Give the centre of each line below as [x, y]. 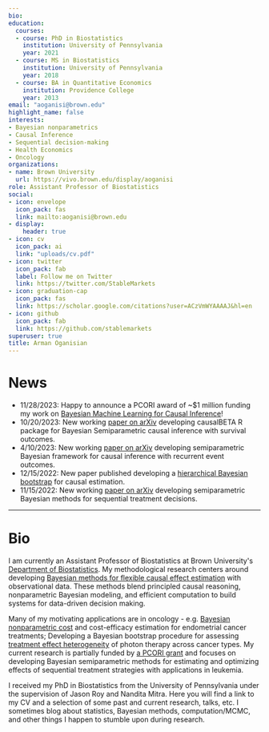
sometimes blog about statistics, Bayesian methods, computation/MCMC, [129, 711]
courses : [30, 30]
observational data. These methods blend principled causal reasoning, [124, 586]
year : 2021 [41, 53]
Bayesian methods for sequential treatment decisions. [108, 499]
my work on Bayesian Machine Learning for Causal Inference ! [121, 414]
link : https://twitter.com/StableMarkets [86, 284]
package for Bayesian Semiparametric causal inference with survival [133, 431]
